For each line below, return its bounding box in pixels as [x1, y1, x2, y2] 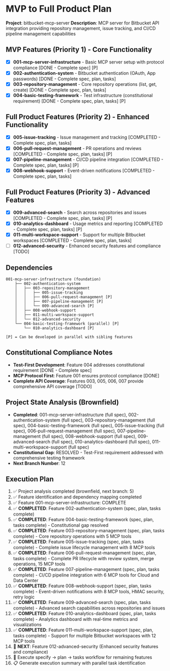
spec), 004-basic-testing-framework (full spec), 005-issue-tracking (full [13, 422, 164, 428]
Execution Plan [6, 474, 54, 483]
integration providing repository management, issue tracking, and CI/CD [6, 25, 156, 31]
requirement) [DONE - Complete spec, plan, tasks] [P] [13, 98, 126, 104]
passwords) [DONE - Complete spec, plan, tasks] [13, 76, 116, 82]
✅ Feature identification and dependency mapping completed [13, 494, 142, 500]
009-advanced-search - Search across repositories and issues [13, 209, 147, 215]
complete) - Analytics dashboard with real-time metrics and [13, 616, 138, 622]
